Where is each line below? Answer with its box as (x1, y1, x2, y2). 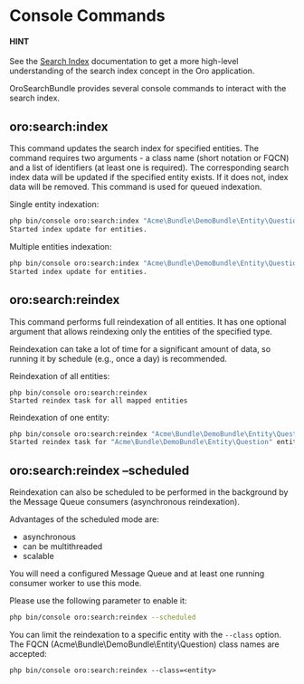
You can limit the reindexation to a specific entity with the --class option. (9, 629, 282, 640)
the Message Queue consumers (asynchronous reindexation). (9, 497, 241, 508)
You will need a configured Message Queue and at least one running (9, 568, 265, 579)
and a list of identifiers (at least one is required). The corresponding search (9, 162, 290, 173)
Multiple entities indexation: (9, 241, 112, 252)
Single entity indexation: (9, 199, 100, 210)
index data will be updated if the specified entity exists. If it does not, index (9, 172, 289, 183)
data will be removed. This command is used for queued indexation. (9, 182, 262, 193)
